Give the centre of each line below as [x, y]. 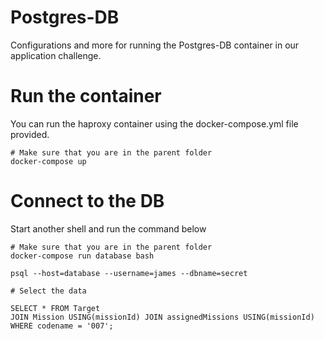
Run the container [86, 96]
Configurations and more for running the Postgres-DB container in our [155, 45]
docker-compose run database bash [82, 256]
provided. [30, 134]
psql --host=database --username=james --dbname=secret [129, 273]
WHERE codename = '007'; [62, 326]
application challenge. [56, 55]
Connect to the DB [87, 201]
